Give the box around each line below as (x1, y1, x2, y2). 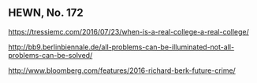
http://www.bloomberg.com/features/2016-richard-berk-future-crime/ (8, 66, 237, 75)
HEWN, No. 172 (8, 6, 84, 20)
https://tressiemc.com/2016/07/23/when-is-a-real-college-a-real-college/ (8, 27, 250, 36)
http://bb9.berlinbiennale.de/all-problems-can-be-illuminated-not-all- (8, 42, 235, 52)
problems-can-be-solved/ (8, 50, 93, 60)
